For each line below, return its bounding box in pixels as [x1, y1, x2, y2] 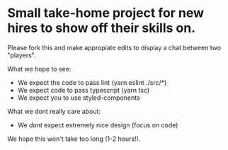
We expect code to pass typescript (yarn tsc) [17, 86, 150, 94]
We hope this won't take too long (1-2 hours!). [7, 134, 141, 143]
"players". [7, 51, 36, 59]
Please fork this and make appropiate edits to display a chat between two [7, 43, 222, 52]
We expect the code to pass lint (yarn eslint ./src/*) [17, 78, 167, 86]
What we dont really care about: [7, 107, 101, 115]
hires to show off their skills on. [7, 20, 196, 36]
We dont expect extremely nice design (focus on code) [17, 120, 178, 129]
